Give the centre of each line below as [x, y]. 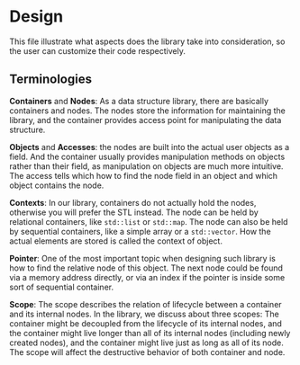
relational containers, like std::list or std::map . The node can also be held [149, 221]
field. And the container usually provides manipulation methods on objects [147, 156]
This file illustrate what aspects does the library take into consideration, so [147, 41]
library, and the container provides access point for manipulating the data [145, 120]
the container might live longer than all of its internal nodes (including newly [150, 333]
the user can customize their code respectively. [98, 50]
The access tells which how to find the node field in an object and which [143, 175]
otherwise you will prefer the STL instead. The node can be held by [134, 212]
